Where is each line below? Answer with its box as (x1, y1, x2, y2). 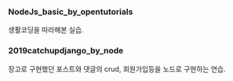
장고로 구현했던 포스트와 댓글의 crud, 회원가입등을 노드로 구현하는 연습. (8, 64, 226, 73)
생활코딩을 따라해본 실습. (8, 25, 84, 35)
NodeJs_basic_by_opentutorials (8, 6, 133, 17)
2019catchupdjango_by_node (8, 46, 124, 57)
